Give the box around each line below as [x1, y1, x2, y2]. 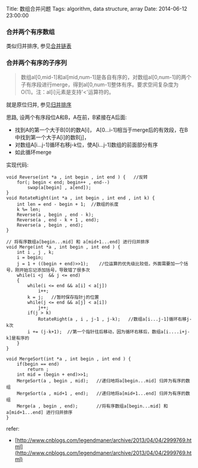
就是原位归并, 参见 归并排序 [6, 100, 72, 108]
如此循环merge [14, 148, 52, 156]
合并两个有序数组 [6, 27, 55, 36]
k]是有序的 [6, 335, 30, 341]
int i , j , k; [17, 249, 55, 255]
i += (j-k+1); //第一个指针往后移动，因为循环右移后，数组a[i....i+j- [27, 329, 190, 335]
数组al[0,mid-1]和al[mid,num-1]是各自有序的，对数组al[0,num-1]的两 [20, 73, 187, 80]
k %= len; [17, 206, 41, 212]
